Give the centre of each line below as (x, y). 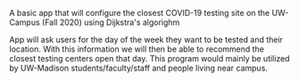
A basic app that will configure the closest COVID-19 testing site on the (140, 13)
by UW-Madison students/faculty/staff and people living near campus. (138, 68)
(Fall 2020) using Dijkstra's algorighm (111, 22)
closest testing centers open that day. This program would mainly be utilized (149, 58)
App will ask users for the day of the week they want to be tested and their (146, 40)
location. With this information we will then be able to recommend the (137, 49)
